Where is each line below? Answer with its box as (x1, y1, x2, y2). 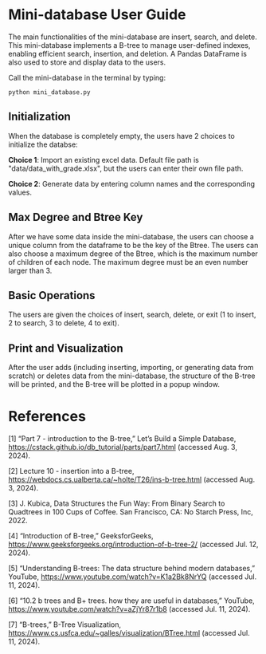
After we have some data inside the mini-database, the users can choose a (8, 231, 255, 241)
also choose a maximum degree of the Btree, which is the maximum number (8, 249, 259, 258)
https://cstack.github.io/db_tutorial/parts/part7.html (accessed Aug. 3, (8, 443, 237, 452)
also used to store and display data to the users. (8, 57, 166, 67)
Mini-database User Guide (8, 6, 186, 24)
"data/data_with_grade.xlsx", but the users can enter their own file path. (8, 163, 244, 173)
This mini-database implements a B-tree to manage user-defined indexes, (8, 40, 251, 49)
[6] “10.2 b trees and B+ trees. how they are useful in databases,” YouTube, (8, 596, 255, 605)
